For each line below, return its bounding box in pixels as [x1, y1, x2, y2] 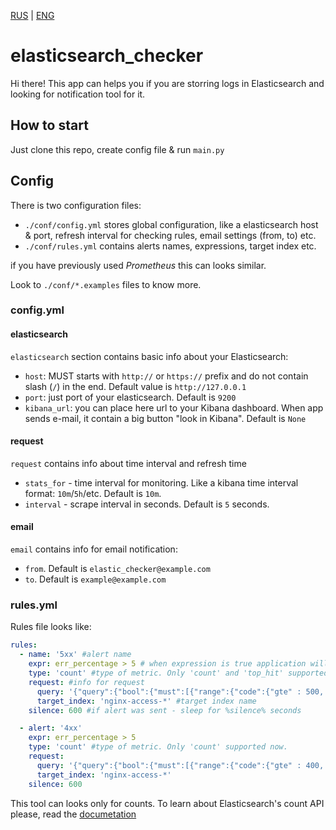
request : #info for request [28, 677, 145, 687]
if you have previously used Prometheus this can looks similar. [10, 259, 267, 271]
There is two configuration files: [10, 199, 142, 211]
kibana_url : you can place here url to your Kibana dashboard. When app [24, 401, 324, 414]
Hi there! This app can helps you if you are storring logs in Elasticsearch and [10, 77, 325, 89]
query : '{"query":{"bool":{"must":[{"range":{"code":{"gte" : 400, [36, 760, 325, 770]
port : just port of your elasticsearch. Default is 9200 [24, 391, 237, 403]
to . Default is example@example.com [24, 573, 167, 585]
